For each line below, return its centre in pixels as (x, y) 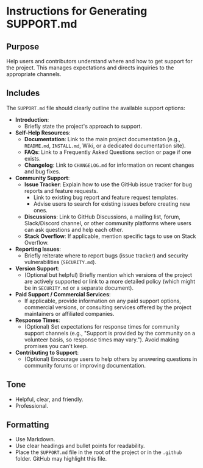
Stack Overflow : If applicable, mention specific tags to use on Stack (110, 236)
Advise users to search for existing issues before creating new (112, 204)
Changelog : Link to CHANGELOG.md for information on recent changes (109, 165)
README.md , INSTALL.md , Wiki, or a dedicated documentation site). (105, 145)
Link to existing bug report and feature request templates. (106, 197)
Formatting (28, 425)
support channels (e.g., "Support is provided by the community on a (110, 333)
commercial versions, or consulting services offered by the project (108, 307)
